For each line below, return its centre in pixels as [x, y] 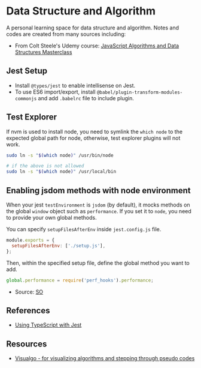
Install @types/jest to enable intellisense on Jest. [75, 85]
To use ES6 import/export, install [55, 92]
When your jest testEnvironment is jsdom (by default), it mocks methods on [98, 205]
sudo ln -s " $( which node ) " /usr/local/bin [61, 172]
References [28, 310]
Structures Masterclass [43, 52]
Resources [27, 344]
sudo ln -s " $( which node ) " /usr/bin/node [60, 155]
